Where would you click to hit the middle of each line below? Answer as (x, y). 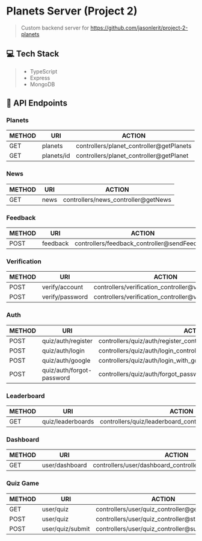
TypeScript (44, 71)
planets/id (56, 156)
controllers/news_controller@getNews (117, 199)
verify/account (62, 287)
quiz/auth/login (63, 351)
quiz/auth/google (66, 360)
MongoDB (42, 84)
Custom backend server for (55, 28)
